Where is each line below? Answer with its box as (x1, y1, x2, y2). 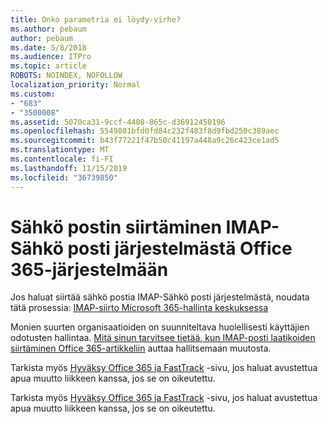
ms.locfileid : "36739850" (10, 172, 118, 183)
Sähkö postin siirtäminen (10, 216, 222, 238)
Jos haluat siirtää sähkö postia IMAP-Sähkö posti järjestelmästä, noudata (10, 291, 310, 303)
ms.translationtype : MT (10, 145, 110, 155)
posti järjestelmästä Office (67, 237, 293, 260)
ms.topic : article (10, 61, 87, 71)
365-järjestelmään (10, 258, 169, 281)
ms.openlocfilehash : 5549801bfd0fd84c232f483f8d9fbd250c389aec (10, 126, 280, 136)
